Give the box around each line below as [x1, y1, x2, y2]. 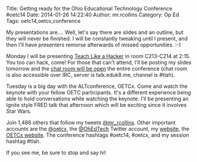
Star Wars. [6, 108, 32, 114]
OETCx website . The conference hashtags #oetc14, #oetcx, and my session [6, 131, 189, 139]
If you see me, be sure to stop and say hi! [6, 149, 106, 156]
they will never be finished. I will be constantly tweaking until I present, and [6, 35, 188, 42]
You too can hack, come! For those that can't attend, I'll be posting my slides [6, 59, 192, 66]
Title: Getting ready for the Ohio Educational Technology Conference [6, 5, 172, 12]
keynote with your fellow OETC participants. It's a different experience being [6, 89, 191, 96]
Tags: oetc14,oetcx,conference [6, 18, 81, 24]
